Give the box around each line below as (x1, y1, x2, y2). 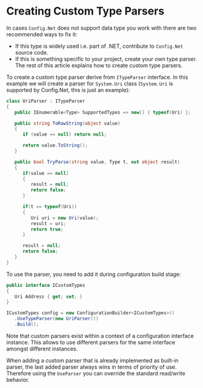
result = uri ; (30, 220, 67, 226)
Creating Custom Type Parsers (6, 4, 165, 18)
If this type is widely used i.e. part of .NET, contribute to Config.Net (15, 42, 184, 50)
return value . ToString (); (22, 142, 88, 149)
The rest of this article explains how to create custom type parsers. (15, 62, 183, 69)
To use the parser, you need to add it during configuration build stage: (6, 271, 181, 278)
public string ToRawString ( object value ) (14, 120, 121, 127)
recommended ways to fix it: (6, 30, 78, 38)
